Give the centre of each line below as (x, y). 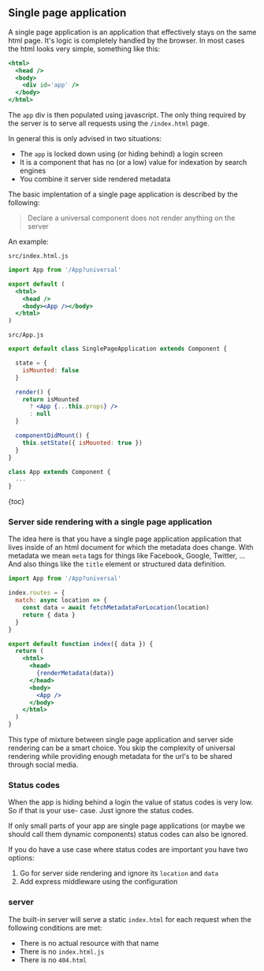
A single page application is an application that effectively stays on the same (132, 32)
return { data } (49, 614)
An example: (28, 242)
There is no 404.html (53, 960)
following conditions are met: (55, 928)
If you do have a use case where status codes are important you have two (128, 850)
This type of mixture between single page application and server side (121, 740)
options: (22, 858)
